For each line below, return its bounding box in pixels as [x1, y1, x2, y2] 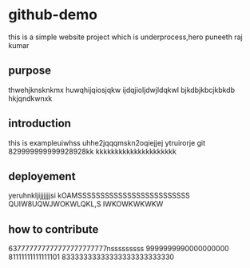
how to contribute [8, 222, 99, 236]
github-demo [8, 6, 98, 24]
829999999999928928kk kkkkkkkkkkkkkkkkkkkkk [8, 146, 177, 156]
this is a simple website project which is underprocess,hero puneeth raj [8, 32, 243, 42]
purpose [8, 64, 52, 78]
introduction [8, 117, 72, 130]
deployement [8, 170, 76, 183]
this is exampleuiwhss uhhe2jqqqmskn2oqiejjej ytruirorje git [8, 138, 206, 147]
